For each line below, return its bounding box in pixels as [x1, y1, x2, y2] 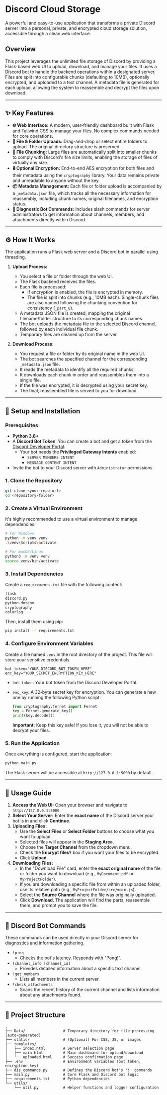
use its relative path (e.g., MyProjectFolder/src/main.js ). [19, 887, 136, 893]
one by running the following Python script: [12, 694, 101, 700]
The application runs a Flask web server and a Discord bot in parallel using [5, 249, 158, 255]
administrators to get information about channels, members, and [12, 211, 145, 217]
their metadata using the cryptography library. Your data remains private [12, 172, 160, 178]
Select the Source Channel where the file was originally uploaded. [19, 892, 156, 898]
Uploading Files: [12, 823, 47, 829]
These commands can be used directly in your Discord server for [5, 934, 139, 940]
